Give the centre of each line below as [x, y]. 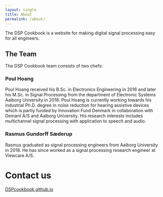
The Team [21, 54]
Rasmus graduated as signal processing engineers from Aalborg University [82, 145]
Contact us [28, 175]
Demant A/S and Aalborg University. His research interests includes [74, 116]
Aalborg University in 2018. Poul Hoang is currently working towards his [79, 100]
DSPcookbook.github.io [29, 189]
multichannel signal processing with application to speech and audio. [76, 121]
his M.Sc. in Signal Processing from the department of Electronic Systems [81, 95]
